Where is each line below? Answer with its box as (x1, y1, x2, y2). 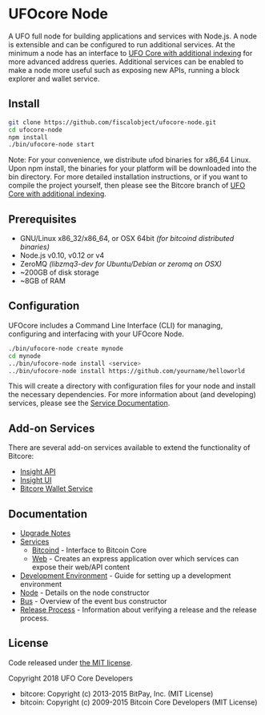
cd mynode (8, 351, 42, 360)
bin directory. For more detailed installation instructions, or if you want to (8, 172, 248, 182)
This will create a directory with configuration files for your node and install (8, 381, 256, 391)
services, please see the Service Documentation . (8, 398, 171, 408)
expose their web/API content (31, 562, 130, 572)
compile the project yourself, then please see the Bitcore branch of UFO (8, 181, 246, 191)
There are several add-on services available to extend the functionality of (8, 443, 251, 452)
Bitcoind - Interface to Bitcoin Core (31, 545, 147, 555)
